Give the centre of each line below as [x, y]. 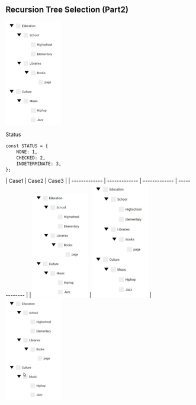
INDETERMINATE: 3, [39, 164]
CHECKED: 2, [31, 158]
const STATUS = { [27, 146]
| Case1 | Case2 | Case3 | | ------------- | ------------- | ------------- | [91, 181]
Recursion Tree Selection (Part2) [67, 10]
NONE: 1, [27, 152]
